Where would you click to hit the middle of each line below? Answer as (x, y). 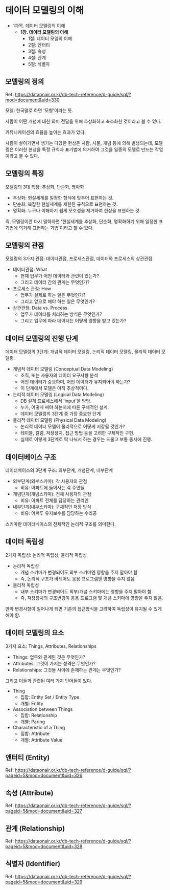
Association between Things (43, 709)
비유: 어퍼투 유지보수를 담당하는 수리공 (58, 513)
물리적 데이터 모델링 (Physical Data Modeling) (59, 420)
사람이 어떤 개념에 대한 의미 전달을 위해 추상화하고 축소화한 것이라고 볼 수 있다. (83, 121)
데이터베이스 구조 (31, 457)
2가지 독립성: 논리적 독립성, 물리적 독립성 (46, 555)
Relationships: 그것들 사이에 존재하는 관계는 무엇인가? (67, 670)
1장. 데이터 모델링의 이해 (44, 32)
